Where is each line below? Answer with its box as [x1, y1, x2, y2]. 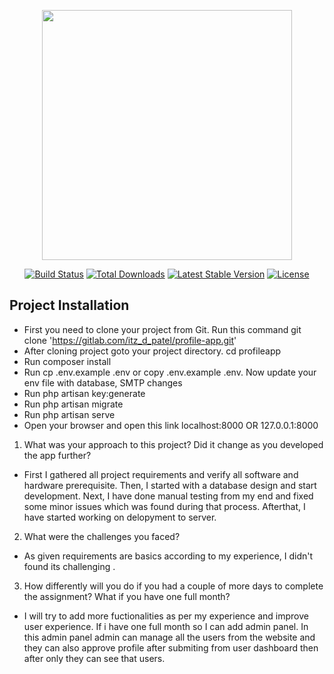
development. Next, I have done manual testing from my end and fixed [23, 490, 314, 502]
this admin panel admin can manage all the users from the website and [23, 631, 316, 643]
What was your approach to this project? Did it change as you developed [23, 438, 324, 450]
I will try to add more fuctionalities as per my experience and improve [23, 610, 309, 622]
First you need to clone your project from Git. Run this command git [23, 323, 302, 335]
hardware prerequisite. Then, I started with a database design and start [23, 479, 317, 491]
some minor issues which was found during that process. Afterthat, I [23, 500, 306, 512]
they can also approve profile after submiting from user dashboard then [23, 641, 319, 654]
